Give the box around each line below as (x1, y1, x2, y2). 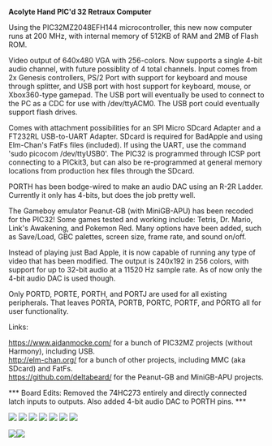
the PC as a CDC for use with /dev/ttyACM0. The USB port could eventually (8, 99, 260, 108)
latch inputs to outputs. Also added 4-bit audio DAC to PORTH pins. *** (8, 397, 247, 406)
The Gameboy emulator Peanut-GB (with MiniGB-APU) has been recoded (8, 206, 254, 216)
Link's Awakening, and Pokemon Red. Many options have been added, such (8, 223, 262, 233)
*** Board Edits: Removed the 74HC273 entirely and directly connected (8, 388, 248, 397)
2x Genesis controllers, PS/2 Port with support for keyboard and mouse (8, 73, 248, 82)
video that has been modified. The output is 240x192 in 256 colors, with (8, 256, 249, 266)
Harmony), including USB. (8, 346, 96, 356)
